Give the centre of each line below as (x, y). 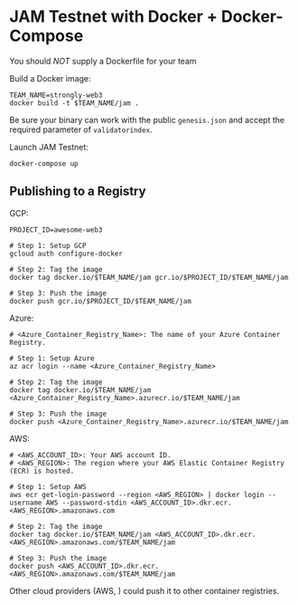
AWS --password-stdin (86, 503)
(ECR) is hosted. (42, 471)
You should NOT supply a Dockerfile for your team (103, 61)
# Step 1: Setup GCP (48, 245)
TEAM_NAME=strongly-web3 (56, 95)
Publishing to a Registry (78, 192)
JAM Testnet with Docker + (114, 17)
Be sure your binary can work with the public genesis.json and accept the (147, 120)
